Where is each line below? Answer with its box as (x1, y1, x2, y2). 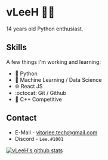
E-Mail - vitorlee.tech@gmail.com (14, 128, 98, 136)
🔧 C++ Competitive (14, 96, 62, 103)
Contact (6, 113, 37, 123)
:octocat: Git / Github (14, 89, 67, 96)
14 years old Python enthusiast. (6, 25, 84, 32)
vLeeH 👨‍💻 (6, 5, 55, 19)
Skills (6, 42, 27, 53)
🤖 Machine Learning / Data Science (14, 76, 102, 83)
